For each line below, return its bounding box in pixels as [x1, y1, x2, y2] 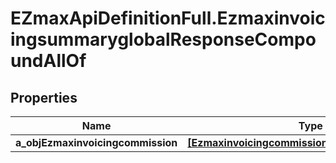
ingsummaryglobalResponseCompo [10, 28, 317, 51]
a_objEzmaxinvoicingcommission [15, 136, 178, 149]
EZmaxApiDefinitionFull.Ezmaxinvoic [10, 7, 326, 30]
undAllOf [10, 50, 87, 72]
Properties [10, 89, 78, 106]
